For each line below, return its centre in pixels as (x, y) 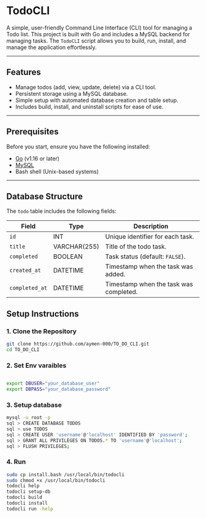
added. (115, 274)
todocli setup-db (29, 492)
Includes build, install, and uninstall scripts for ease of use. (89, 106)
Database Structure (44, 196)
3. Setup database (34, 404)
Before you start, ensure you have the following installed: (78, 146)
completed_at (29, 288)
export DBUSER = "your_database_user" (53, 384)
